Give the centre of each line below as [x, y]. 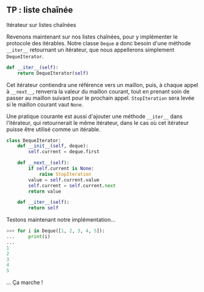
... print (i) [28, 237]
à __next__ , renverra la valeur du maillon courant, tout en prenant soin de [98, 91]
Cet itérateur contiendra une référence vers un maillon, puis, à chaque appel [102, 84]
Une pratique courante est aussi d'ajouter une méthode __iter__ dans [95, 116]
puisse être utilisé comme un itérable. [53, 129]
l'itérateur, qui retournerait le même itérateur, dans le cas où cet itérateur [98, 122]
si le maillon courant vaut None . [45, 104]
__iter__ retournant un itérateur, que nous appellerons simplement [90, 50]
